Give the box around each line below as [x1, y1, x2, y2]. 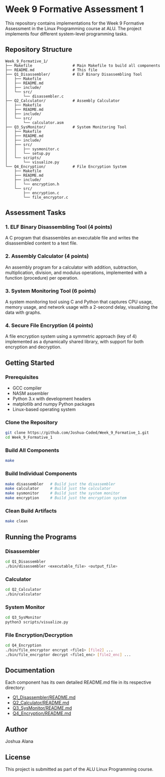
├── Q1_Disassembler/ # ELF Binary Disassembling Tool [5, 72, 142, 77]
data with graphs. [5, 310, 42, 316]
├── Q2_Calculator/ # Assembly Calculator [5, 98, 120, 103]
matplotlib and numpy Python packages [12, 401, 95, 407]
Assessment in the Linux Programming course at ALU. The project [5, 25, 142, 31]
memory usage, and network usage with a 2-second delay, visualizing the [5, 304, 158, 310]
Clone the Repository [5, 419, 58, 426]
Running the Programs [5, 533, 77, 541]
